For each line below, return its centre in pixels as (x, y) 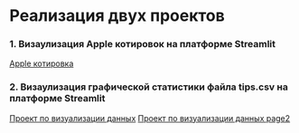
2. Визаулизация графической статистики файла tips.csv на (149, 87)
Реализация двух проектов (117, 16)
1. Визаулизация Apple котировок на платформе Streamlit (143, 44)
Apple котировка (42, 63)
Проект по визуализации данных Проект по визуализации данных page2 (150, 118)
